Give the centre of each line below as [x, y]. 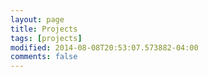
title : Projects [44, 29]
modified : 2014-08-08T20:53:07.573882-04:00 [104, 47]
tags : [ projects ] [46, 38]
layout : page [37, 19]
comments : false [44, 57]
